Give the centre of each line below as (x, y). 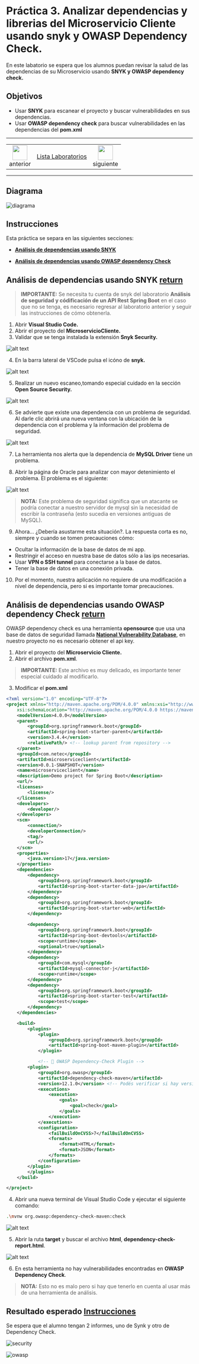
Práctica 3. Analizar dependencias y (97, 11)
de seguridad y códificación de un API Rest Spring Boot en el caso (103, 301)
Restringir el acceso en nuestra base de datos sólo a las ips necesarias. (102, 556)
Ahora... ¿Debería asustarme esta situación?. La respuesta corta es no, (101, 532)
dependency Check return (56, 614)
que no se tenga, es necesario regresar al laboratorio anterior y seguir (106, 307)
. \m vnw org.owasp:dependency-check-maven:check (66, 1216)
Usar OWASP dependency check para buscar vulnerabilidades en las (100, 123)
